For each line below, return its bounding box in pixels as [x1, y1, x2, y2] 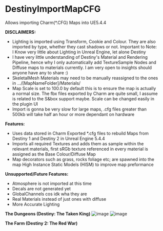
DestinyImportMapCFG [5, 3, 101, 15]
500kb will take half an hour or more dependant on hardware [12, 111, 135, 117]
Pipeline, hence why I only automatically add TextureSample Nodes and [12, 59, 157, 65]
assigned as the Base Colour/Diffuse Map [12, 151, 96, 157]
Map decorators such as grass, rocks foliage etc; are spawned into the [12, 156, 155, 162]
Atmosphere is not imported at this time [12, 180, 92, 186]
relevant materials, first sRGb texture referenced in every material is [12, 146, 148, 152]
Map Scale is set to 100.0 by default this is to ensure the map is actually [12, 85, 156, 91]
